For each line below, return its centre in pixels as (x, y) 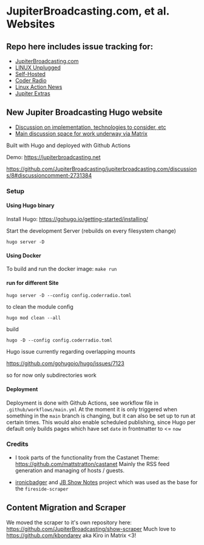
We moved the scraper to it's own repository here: (69, 522)
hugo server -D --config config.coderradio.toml (69, 296)
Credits (17, 444)
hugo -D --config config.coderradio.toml (59, 341)
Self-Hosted (30, 74)
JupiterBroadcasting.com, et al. (88, 11)
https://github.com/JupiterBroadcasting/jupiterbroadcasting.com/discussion (102, 169)
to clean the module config (40, 307)
